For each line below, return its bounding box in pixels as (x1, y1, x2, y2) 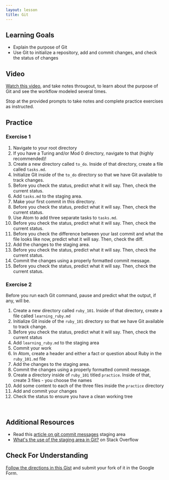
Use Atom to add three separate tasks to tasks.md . (13, 214, 118, 220)
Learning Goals (6, 31, 55, 39)
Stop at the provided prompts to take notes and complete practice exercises (6, 98, 163, 104)
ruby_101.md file (13, 356, 46, 362)
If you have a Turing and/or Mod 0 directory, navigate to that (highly (13, 150, 154, 156)
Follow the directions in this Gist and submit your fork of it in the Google (6, 464, 154, 470)
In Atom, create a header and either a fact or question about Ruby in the (13, 351, 162, 357)
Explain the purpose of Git (13, 44, 67, 51)
